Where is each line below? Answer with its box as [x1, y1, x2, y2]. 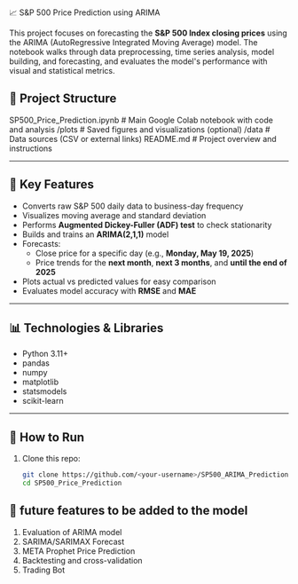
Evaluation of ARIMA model [21, 526, 122, 537]
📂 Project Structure [9, 91, 117, 107]
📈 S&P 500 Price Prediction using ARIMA [9, 7, 161, 18]
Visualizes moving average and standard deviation [21, 209, 207, 220]
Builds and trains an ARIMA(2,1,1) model [21, 229, 169, 240]
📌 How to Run [9, 430, 85, 445]
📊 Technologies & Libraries [9, 320, 164, 335]
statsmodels [21, 386, 67, 397]
